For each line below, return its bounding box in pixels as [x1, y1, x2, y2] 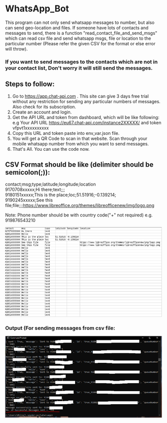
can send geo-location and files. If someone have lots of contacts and [5, 24, 149, 30]
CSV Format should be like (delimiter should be [5, 160, 154, 169]
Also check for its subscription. [12, 104, 76, 109]
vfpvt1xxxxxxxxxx [12, 125, 49, 131]
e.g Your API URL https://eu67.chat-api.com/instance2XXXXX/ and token [12, 119, 162, 125]
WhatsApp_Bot [5, 3, 69, 14]
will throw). [5, 46, 28, 52]
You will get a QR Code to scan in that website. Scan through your [12, 135, 148, 141]
